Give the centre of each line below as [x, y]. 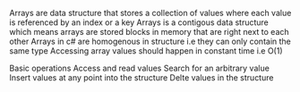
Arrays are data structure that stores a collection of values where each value [150, 13]
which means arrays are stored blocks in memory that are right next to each [149, 32]
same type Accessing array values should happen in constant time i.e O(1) [146, 51]
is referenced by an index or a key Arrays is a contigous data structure [139, 22]
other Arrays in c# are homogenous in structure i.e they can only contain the [150, 41]
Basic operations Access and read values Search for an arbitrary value [140, 68]
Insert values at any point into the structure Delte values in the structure [141, 78]
